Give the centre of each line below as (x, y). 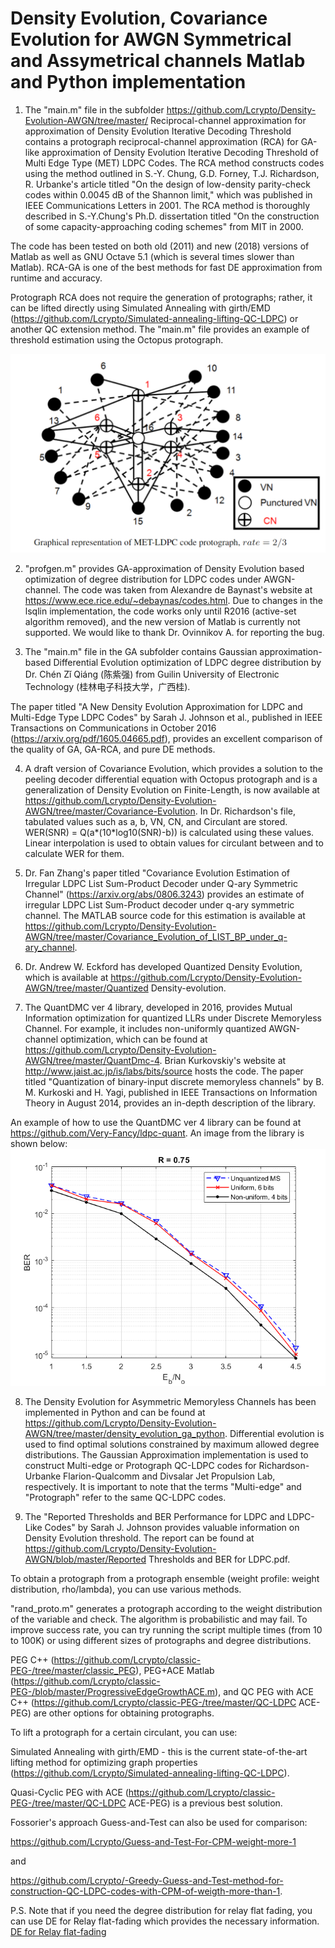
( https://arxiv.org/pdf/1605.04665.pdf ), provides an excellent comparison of (166, 738)
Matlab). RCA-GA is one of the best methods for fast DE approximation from (166, 267)
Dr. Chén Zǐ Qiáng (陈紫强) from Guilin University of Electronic (152, 674)
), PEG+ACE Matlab (175, 1670)
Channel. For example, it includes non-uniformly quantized (145, 1028)
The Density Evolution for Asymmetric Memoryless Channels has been (170, 1401)
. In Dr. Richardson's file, (245, 811)
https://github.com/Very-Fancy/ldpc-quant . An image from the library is (157, 1133)
